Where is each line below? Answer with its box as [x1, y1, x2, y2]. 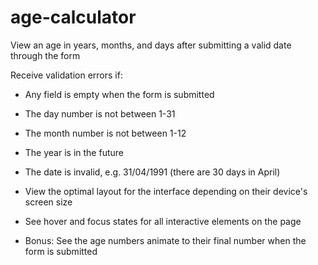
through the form [10, 49, 81, 61]
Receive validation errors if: [10, 69, 123, 81]
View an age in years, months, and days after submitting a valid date [10, 39, 292, 51]
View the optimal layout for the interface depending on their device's [24, 185, 308, 197]
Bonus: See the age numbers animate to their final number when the [24, 234, 307, 246]
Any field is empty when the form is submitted [24, 88, 215, 100]
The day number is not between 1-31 [24, 107, 176, 120]
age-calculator [10, 6, 137, 29]
